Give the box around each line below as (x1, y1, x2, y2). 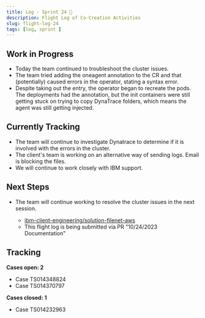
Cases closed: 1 (6, 293, 47, 301)
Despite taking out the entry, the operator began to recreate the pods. (15, 85, 192, 92)
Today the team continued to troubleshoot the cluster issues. (15, 65, 169, 72)
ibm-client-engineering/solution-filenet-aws (24, 216, 136, 224)
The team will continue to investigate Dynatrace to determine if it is (15, 138, 184, 145)
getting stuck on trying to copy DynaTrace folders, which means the (15, 97, 187, 105)
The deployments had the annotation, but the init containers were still (15, 91, 191, 99)
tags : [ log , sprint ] (6, 26, 62, 32)
